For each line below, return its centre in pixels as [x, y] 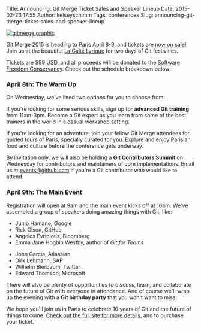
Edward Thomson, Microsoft [50, 273]
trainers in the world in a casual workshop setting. [68, 122]
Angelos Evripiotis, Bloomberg [52, 236]
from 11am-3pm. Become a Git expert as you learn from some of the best [96, 116]
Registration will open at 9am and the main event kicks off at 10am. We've [97, 205]
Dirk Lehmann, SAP [39, 260]
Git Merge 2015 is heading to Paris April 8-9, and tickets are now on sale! [96, 45]
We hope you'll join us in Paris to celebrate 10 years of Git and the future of [99, 309]
